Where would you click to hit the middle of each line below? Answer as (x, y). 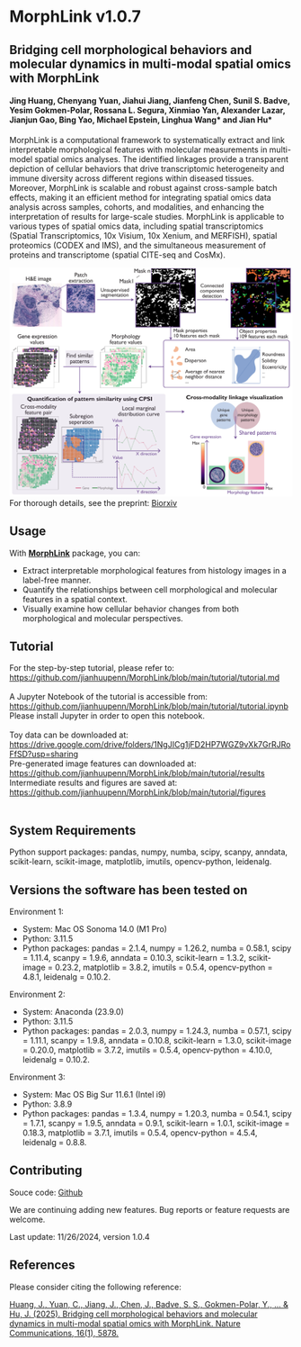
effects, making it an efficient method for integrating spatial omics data (140, 197)
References (42, 1266)
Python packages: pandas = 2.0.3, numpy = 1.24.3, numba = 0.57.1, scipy (157, 1031)
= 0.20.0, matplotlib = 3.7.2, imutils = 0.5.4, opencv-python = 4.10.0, (147, 1050)
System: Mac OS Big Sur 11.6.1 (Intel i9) (94, 1095)
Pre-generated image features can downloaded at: (103, 764)
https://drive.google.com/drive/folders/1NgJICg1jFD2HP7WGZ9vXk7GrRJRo (150, 745)
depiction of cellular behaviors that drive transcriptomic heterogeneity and (147, 168)
